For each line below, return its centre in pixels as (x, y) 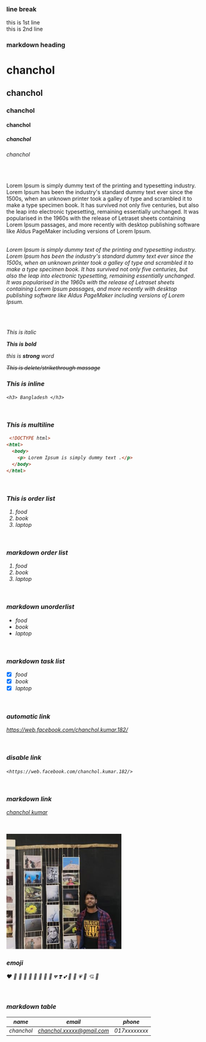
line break (21, 9)
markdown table (31, 1007)
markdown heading (36, 45)
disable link (24, 758)
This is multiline (31, 425)
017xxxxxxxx (131, 1031)
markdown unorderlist (40, 607)
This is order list (31, 498)
